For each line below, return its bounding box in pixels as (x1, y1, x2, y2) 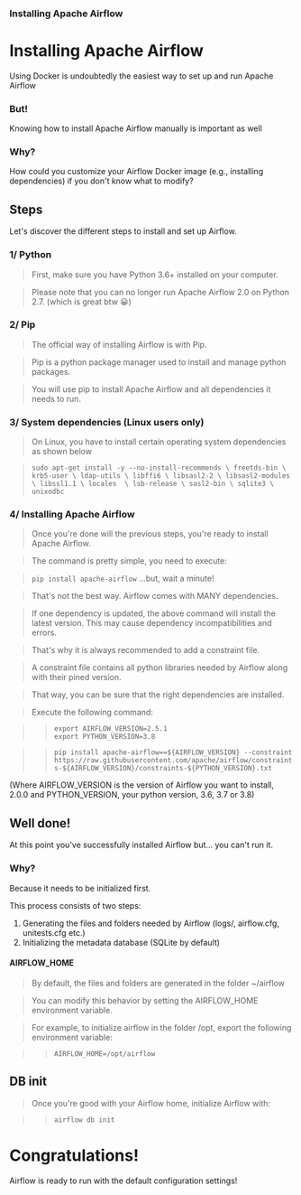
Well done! (9, 816, 71, 831)
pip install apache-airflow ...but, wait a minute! (31, 573, 214, 584)
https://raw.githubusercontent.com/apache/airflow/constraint (53, 756, 293, 765)
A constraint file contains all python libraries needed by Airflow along (31, 662, 288, 673)
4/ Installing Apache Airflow (9, 509, 135, 521)
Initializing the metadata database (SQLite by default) (22, 937, 221, 948)
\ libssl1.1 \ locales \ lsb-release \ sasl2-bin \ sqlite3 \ (31, 480, 275, 489)
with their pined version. (31, 672, 122, 683)
